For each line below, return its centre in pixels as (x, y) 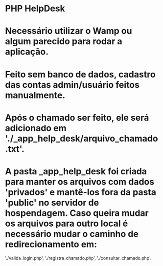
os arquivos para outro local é (67, 223)
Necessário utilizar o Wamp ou (69, 31)
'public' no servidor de (52, 202)
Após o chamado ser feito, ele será (77, 118)
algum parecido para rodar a (64, 41)
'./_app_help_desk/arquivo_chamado (81, 138)
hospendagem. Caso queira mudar (77, 213)
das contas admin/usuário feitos (72, 85)
